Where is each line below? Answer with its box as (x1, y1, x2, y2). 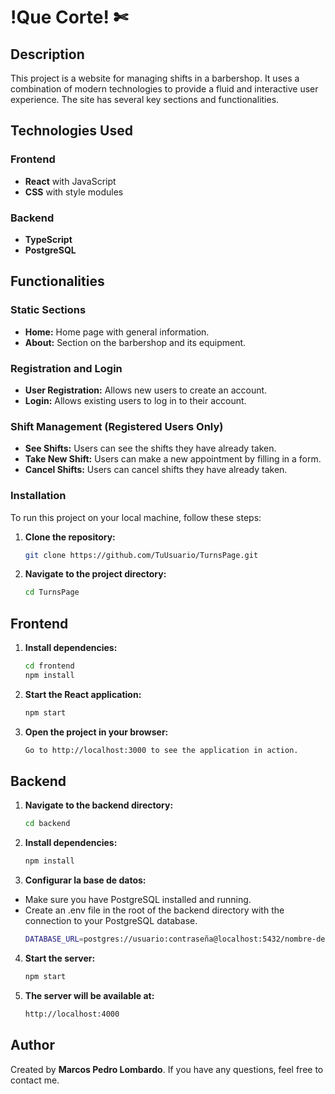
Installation (10, 489, 67, 503)
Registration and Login (10, 361, 123, 375)
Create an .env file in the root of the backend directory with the (24, 904, 285, 916)
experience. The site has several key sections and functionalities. (10, 94, 280, 105)
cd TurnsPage (24, 587, 80, 598)
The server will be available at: (24, 989, 155, 1001)
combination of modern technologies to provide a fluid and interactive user (10, 83, 319, 95)
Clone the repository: (24, 531, 116, 543)
